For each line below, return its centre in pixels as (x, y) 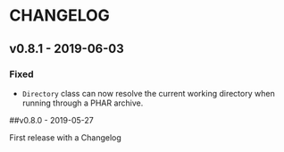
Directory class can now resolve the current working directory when (148, 93)
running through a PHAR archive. (83, 103)
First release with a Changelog (66, 137)
